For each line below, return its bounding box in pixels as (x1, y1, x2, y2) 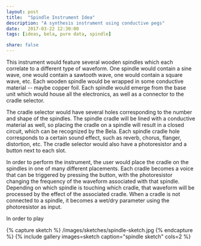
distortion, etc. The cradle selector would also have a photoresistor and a (6, 141, 187, 147)
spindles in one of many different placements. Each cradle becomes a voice (6, 165, 194, 172)
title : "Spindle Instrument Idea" (6, 14, 95, 20)
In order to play (6, 215, 44, 222)
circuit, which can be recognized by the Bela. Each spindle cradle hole (6, 128, 180, 135)
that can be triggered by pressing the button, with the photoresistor (6, 171, 173, 178)
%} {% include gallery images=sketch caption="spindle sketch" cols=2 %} (6, 233, 191, 240)
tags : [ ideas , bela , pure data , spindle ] (6, 31, 112, 37)
